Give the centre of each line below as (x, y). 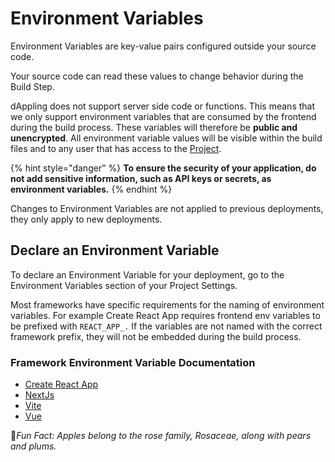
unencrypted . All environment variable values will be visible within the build (166, 138)
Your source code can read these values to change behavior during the (157, 76)
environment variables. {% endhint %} (91, 189)
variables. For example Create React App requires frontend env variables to (165, 315)
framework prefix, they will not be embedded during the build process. (156, 336)
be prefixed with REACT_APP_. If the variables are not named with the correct (166, 326)
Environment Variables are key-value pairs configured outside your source (163, 46)
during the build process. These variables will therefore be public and (154, 127)
